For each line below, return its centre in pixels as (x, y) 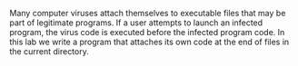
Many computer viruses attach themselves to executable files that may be (148, 13)
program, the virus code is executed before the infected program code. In (147, 32)
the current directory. (49, 52)
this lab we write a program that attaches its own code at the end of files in (149, 42)
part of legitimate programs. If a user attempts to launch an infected (136, 23)
